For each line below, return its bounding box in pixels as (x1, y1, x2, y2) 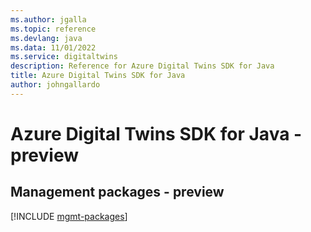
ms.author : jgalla (10, 14, 87, 25)
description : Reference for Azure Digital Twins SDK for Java (10, 61, 275, 71)
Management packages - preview (10, 184, 225, 201)
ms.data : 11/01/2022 (10, 42, 97, 53)
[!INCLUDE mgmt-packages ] (10, 210, 128, 222)
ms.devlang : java (10, 33, 83, 43)
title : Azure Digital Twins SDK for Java (10, 71, 186, 81)
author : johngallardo (10, 80, 101, 90)
